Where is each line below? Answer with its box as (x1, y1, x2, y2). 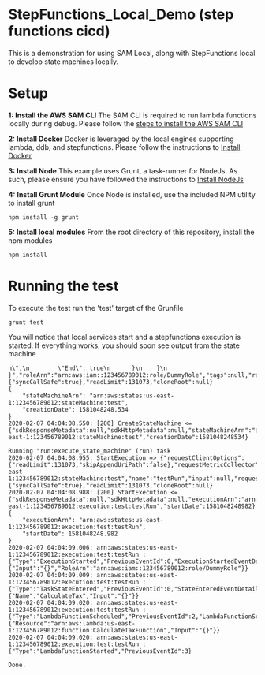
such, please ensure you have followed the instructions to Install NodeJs (8, 174, 244, 184)
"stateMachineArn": (22, 392, 87, 400)
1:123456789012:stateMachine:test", (8, 398, 129, 407)
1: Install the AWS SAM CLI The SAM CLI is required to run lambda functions (8, 110, 257, 120)
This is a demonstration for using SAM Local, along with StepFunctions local (8, 48, 256, 58)
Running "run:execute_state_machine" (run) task (8, 447, 171, 455)
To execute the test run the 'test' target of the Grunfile (8, 303, 184, 312)
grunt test (8, 318, 44, 326)
